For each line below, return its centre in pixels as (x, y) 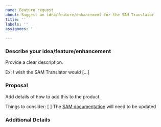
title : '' (16, 19)
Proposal (17, 86)
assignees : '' (20, 29)
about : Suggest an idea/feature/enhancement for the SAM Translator (80, 15)
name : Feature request (29, 10)
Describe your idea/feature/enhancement (58, 52)
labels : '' (17, 24)
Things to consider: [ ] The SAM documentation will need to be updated (81, 106)
